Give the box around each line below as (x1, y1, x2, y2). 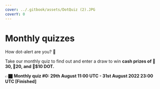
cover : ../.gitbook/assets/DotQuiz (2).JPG (5, 7, 96, 12)
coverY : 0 (5, 12, 26, 17)
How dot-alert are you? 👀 (5, 49, 56, 55)
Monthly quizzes (5, 33, 75, 44)
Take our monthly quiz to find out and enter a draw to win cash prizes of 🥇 (5, 58, 156, 64)
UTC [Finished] (5, 79, 37, 85)
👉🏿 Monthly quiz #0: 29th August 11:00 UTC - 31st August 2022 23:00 (5, 73, 154, 79)
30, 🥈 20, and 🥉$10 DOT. (5, 64, 54, 69)
